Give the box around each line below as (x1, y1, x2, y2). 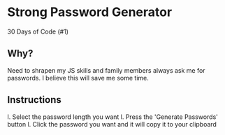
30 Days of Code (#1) (7, 27, 68, 36)
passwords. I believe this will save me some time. (7, 73, 149, 82)
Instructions (7, 94, 61, 106)
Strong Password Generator (7, 4, 173, 20)
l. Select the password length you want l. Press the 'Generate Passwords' (7, 113, 219, 121)
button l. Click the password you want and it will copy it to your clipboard (7, 120, 217, 128)
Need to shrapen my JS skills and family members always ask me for (7, 66, 205, 74)
